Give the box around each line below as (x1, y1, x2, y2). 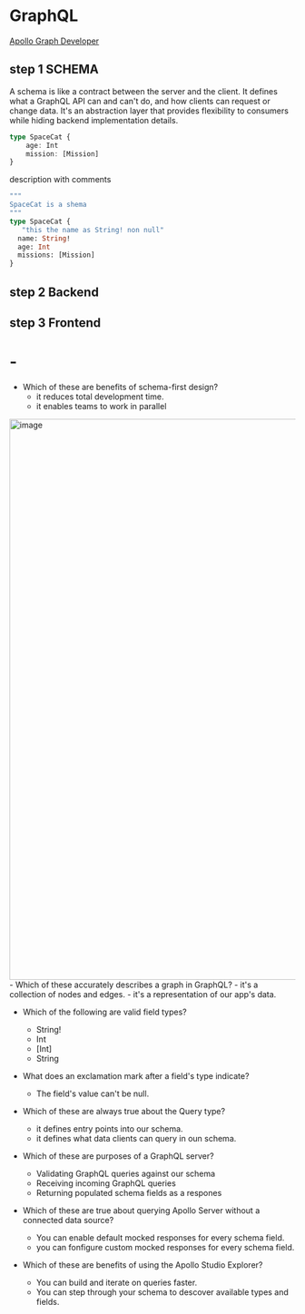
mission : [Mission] (25, 149, 100, 159)
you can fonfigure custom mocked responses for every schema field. (35, 1241, 295, 1252)
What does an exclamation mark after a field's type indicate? (22, 1070, 250, 1081)
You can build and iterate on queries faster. (35, 1277, 198, 1288)
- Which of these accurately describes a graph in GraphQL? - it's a (9, 979, 259, 990)
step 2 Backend (9, 284, 100, 299)
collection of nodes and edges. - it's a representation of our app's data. (9, 988, 277, 999)
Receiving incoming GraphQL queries (35, 1177, 177, 1189)
